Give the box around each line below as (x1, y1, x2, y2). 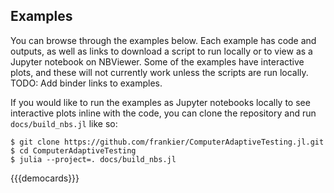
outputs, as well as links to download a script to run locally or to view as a (10, 45, 313, 57)
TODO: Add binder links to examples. (10, 77, 163, 89)
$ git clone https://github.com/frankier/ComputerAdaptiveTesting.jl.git (10, 137, 325, 147)
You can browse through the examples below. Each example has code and (10, 34, 317, 46)
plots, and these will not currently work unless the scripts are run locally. (10, 66, 309, 78)
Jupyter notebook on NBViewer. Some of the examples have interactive (10, 55, 305, 68)
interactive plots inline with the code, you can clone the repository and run (10, 107, 317, 119)
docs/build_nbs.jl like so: (10, 117, 118, 129)
